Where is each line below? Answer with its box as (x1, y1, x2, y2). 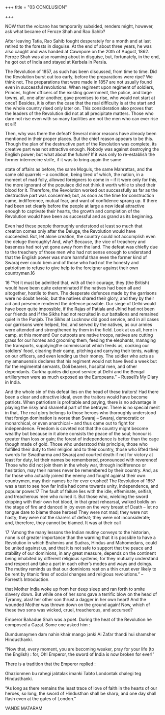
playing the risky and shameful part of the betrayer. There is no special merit (5, 404, 160, 410)
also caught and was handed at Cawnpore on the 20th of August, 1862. (5, 49, 150, 54)
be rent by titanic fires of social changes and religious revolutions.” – (5, 572, 143, 577)
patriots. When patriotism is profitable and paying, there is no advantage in (5, 399, 157, 405)
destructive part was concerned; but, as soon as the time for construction (5, 192, 155, 198)
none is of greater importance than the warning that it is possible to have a (5, 535, 156, 540)
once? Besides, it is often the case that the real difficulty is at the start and (5, 100, 156, 106)
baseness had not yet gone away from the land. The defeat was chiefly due (5, 244, 158, 250)
